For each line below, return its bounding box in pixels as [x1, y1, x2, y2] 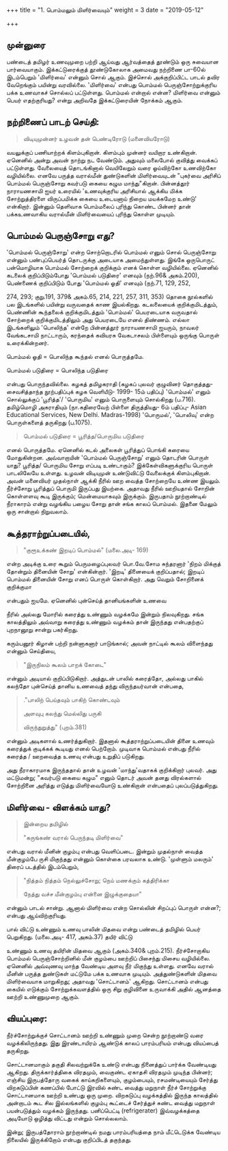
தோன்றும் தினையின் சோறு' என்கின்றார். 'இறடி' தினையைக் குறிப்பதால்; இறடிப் [6, 568, 205, 576]
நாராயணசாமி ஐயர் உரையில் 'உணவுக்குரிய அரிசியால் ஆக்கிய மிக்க [6, 186, 183, 194]
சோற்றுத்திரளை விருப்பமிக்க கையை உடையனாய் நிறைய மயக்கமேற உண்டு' [6, 194, 197, 203]
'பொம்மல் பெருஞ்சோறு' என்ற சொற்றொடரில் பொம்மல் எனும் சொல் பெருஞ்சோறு [6, 248, 216, 256]
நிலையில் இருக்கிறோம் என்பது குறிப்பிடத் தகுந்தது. [6, 1135, 132, 1143]
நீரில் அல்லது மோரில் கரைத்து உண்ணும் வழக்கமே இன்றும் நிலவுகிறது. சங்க [6, 610, 204, 618]
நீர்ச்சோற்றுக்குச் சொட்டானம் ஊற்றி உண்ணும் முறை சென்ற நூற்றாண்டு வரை [6, 1030, 204, 1039]
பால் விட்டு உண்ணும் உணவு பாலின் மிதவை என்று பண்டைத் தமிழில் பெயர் [6, 925, 201, 933]
